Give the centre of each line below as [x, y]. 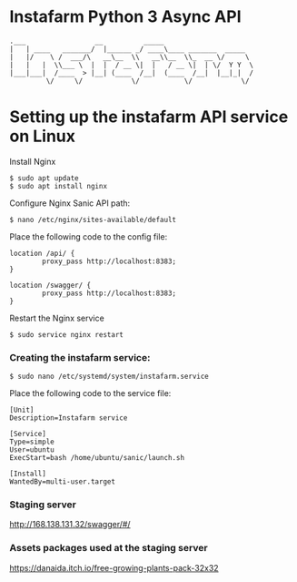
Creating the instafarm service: [80, 357]
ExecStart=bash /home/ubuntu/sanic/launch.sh [97, 458]
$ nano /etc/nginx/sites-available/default [93, 220]
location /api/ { [42, 253]
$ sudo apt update [44, 178]
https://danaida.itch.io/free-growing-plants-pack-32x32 [114, 567]
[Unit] [22, 410]
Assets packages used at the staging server [109, 548]
